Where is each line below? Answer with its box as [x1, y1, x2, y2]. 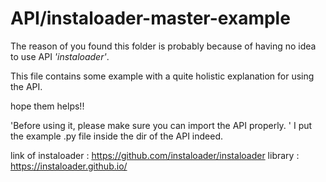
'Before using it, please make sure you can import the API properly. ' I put [10, 119, 313, 131]
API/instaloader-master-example [10, 7, 291, 30]
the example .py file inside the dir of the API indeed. [10, 130, 224, 142]
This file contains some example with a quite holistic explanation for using [10, 70, 315, 82]
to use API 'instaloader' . [10, 50, 110, 62]
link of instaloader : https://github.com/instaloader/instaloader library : [10, 149, 300, 161]
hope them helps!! [10, 100, 85, 112]
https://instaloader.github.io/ [10, 160, 128, 172]
